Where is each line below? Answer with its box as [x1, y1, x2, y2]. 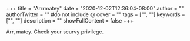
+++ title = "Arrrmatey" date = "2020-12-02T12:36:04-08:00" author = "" [6, 5, 184, 12]
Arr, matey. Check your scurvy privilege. [6, 28, 104, 35]
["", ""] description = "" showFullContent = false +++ [6, 17, 134, 24]
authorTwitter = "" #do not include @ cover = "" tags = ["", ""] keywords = [6, 11, 185, 18]
